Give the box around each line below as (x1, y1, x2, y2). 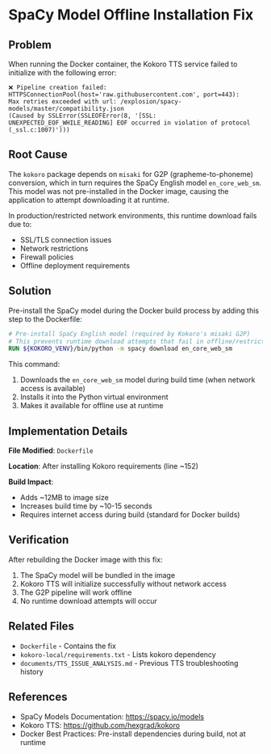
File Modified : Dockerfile (8, 446, 94, 456)
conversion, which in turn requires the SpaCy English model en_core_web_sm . (8, 178, 262, 187)
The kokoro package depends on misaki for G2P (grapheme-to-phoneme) (8, 169, 254, 179)
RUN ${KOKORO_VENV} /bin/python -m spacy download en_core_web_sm (8, 345, 232, 353)
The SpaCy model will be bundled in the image (19, 570, 176, 579)
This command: (8, 360, 60, 369)
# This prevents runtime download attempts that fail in (8, 337, 204, 345)
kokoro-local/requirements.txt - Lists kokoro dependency (19, 649, 216, 659)
